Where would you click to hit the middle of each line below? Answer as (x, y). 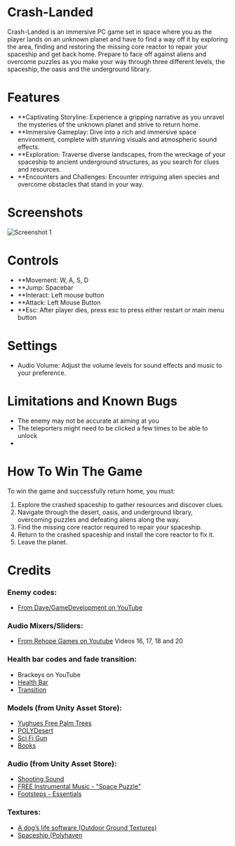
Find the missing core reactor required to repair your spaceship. (110, 527)
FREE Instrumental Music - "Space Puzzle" (79, 787)
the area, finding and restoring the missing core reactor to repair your (108, 46)
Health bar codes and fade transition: (72, 660)
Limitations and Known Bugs (92, 401)
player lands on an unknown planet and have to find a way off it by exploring (117, 39)
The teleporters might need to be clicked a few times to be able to (113, 428)
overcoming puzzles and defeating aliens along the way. (99, 519)
